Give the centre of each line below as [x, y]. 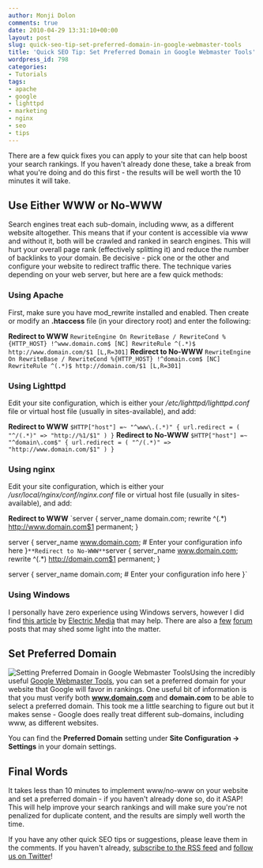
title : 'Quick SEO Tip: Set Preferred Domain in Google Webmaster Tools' [132, 52]
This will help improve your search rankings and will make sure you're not [128, 807]
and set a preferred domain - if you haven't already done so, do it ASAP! [126, 799]
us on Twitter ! [30, 856]
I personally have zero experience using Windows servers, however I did [126, 612]
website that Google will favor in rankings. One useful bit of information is [128, 690]
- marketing [28, 111]
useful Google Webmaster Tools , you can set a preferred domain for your [127, 681]
